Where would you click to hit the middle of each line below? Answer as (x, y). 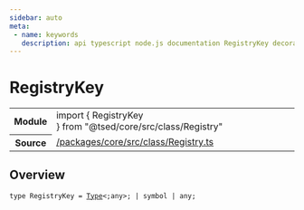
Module (31, 121)
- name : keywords (46, 34)
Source (31, 143)
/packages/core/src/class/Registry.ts (135, 142)
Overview (38, 175)
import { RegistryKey (100, 116)
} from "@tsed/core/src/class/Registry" (139, 127)
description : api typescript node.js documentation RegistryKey (145, 43)
